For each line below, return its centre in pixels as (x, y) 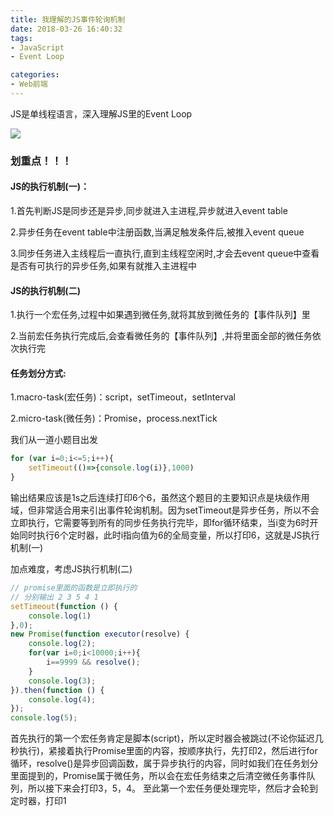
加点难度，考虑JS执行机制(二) (71, 569)
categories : (35, 75)
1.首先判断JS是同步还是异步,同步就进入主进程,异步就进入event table (149, 210)
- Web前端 (29, 84)
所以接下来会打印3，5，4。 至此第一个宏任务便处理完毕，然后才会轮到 (172, 788)
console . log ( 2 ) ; (62, 644)
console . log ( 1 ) (60, 616)
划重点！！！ (41, 161)
